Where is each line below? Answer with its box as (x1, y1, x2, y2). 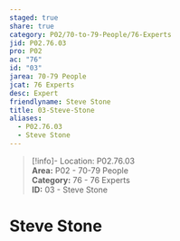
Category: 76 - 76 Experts (31, 174, 131, 185)
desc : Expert (9, 88, 59, 97)
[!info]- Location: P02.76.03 (31, 155, 136, 166)
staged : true (9, 13, 59, 23)
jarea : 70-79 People (9, 72, 88, 81)
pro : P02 (9, 47, 43, 56)
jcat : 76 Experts (9, 80, 75, 89)
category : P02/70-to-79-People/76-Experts (9, 30, 172, 39)
